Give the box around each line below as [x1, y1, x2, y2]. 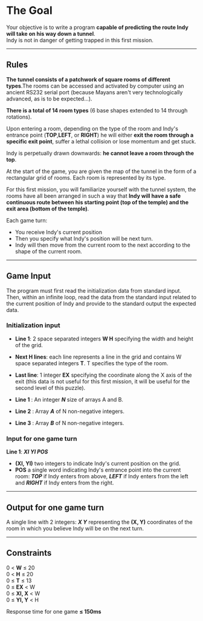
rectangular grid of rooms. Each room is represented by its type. [6, 174, 166, 181]
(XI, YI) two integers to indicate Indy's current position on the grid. [14, 460, 181, 467]
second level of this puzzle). [14, 384, 86, 391]
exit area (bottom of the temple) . [6, 205, 89, 212]
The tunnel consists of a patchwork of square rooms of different [6, 76, 170, 83]
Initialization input [6, 321, 60, 330]
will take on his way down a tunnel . [6, 30, 95, 37]
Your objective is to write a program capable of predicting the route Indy [6, 24, 188, 31]
